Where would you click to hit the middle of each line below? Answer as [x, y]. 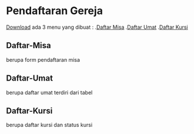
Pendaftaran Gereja [54, 11]
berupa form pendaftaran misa [43, 59]
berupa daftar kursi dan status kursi [49, 125]
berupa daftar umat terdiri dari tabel [49, 92]
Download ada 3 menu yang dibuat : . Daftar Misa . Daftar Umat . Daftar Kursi [97, 27]
